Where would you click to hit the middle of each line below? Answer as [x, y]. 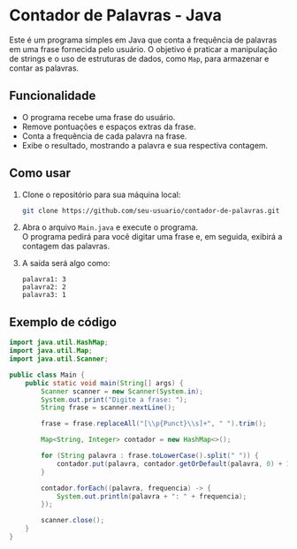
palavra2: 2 [44, 287]
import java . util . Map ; [51, 351]
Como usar [40, 173]
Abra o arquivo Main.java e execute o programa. [110, 227]
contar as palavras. [44, 68]
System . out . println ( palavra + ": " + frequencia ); [152, 496]
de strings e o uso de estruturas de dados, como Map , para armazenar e [139, 58]
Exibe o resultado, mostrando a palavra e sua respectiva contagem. [145, 145]
